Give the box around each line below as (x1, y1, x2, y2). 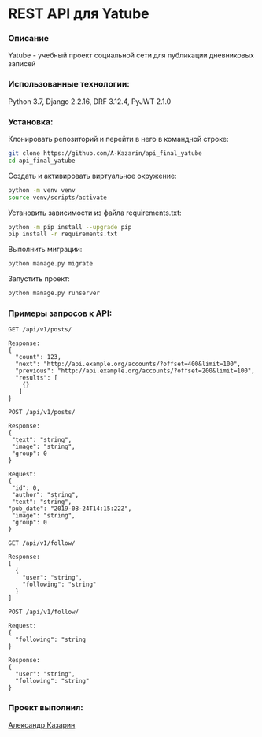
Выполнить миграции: (8, 245, 83, 254)
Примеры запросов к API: (8, 308, 113, 319)
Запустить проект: (8, 274, 71, 283)
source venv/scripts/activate (8, 194, 108, 202)
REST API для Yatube (8, 5, 149, 23)
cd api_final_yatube (8, 157, 76, 165)
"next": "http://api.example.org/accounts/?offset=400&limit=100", (15, 360, 242, 368)
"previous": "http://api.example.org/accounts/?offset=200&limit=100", (15, 367, 256, 375)
